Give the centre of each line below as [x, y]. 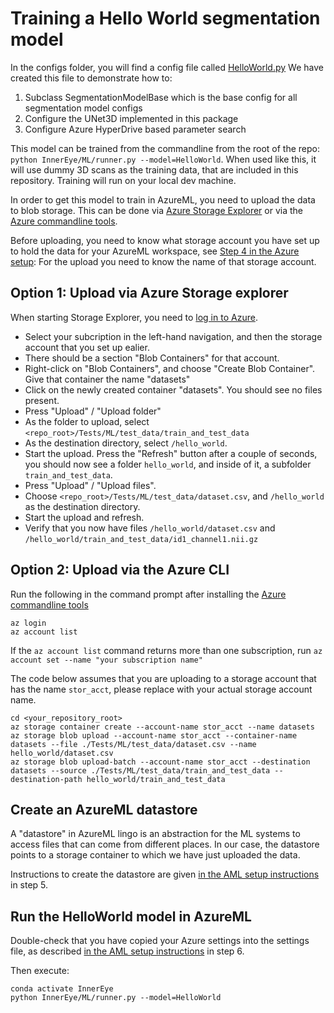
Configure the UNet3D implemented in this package [131, 118]
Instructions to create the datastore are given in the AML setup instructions [165, 874]
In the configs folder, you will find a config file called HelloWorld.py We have [167, 67]
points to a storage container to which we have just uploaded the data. [155, 855]
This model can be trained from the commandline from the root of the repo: [165, 148]
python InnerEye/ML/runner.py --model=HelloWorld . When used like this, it [163, 159]
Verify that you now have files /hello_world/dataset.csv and [150, 528]
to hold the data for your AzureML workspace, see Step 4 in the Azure [155, 251]
